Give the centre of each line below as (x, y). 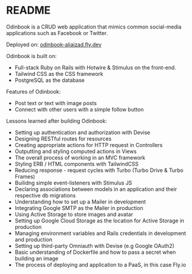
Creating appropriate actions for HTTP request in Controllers (89, 145)
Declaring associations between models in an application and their (96, 189)
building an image (36, 258)
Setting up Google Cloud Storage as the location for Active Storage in (100, 221)
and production (33, 239)
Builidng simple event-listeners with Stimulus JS (73, 183)
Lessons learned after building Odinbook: (57, 121)
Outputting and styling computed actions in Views (76, 151)
